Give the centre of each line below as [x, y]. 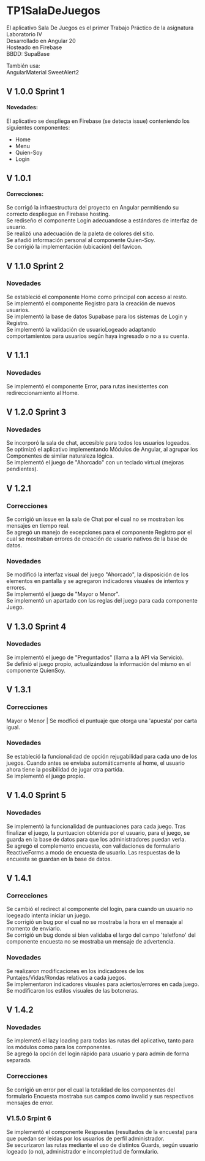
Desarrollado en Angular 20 [41, 41]
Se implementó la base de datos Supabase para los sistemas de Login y [97, 316]
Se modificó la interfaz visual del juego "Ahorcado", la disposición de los [97, 574]
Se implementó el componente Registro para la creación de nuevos [91, 303]
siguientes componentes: [38, 127]
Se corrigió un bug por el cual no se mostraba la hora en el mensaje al [95, 922]
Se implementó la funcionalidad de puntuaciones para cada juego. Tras [96, 826]
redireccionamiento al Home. [43, 393]
